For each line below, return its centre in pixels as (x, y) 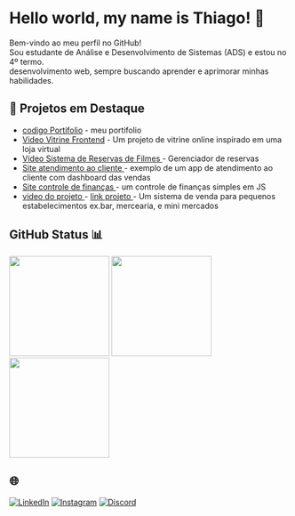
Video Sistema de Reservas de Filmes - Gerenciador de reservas (140, 158)
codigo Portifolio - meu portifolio (82, 130)
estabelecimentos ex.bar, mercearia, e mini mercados (120, 206)
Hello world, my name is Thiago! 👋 (137, 18)
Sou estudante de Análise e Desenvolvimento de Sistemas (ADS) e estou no (148, 52)
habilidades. (32, 80)
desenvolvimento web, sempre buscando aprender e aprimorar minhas (139, 71)
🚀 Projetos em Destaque (77, 109)
